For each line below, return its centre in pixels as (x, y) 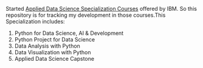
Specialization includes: (35, 21)
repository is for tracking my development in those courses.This (86, 15)
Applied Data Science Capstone (54, 59)
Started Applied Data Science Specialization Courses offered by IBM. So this (101, 9)
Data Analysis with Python (47, 46)
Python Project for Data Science (55, 39)
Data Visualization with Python (53, 52)
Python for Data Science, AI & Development (69, 33)
